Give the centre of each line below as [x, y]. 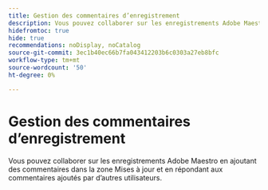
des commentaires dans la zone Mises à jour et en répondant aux [116, 169]
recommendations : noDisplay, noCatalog [75, 46]
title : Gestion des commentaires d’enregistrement [94, 16]
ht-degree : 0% [32, 75]
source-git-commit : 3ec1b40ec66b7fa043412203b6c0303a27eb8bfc [114, 53]
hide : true [26, 38]
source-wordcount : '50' [48, 68]
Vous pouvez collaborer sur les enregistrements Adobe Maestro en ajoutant [132, 160]
